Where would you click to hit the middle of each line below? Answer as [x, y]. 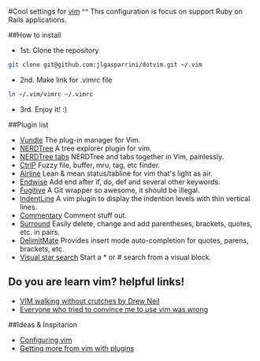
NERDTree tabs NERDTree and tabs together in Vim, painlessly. [122, 156]
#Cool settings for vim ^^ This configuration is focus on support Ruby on [125, 11]
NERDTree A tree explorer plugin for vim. [85, 148]
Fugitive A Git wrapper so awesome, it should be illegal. [110, 190]
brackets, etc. [42, 248]
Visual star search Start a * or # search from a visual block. [115, 257]
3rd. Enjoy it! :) [43, 109]
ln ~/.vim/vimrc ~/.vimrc [50, 94]
